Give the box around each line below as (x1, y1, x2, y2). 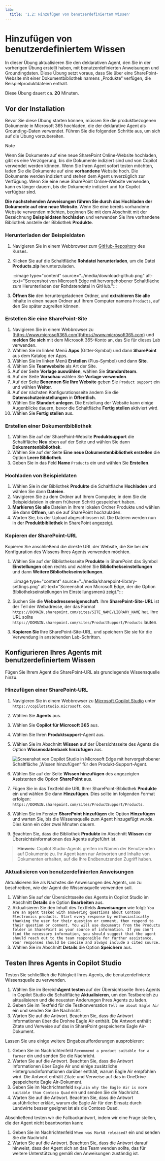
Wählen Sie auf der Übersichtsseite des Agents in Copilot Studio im (12, 895, 149, 900)
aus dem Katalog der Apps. (12, 353, 68, 359)
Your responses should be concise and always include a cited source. (12, 940, 161, 945)
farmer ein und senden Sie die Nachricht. (12, 1053, 96, 1059)
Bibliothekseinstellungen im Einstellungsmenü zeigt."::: (12, 589, 123, 595)
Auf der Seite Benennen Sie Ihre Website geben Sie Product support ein (12, 379, 160, 385)
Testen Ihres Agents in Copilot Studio (5, 959, 122, 967)
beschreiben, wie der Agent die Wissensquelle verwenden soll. (5, 885, 133, 891)
